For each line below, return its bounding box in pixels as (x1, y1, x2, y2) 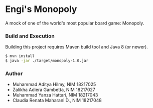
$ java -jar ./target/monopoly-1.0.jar (5, 58, 89, 63)
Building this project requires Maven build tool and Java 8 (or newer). (5, 44, 148, 50)
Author (5, 70, 23, 77)
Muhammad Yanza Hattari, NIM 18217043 (12, 92, 98, 98)
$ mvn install (5, 53, 35, 58)
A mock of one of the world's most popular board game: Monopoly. (5, 20, 144, 26)
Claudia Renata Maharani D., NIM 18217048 (12, 97, 102, 103)
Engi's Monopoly (5, 3, 77, 15)
